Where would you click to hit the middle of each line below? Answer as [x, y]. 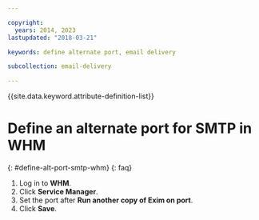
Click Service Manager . [58, 192]
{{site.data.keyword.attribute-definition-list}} [81, 96]
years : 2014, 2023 [46, 30]
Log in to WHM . [45, 183]
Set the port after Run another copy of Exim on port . [106, 200]
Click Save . [38, 209]
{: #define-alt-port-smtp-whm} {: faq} [70, 168]
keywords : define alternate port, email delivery [92, 52]
